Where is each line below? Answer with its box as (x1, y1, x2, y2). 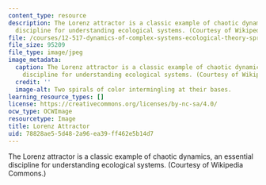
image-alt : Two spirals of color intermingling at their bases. (15, 85, 232, 94)
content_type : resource (8, 11, 87, 20)
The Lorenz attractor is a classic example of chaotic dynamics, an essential (8, 152, 253, 161)
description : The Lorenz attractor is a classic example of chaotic (8, 19, 239, 27)
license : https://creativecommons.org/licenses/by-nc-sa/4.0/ (8, 100, 218, 108)
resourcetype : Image (8, 115, 77, 123)
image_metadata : (8, 56, 62, 64)
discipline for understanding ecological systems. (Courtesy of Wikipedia (8, 160, 244, 169)
